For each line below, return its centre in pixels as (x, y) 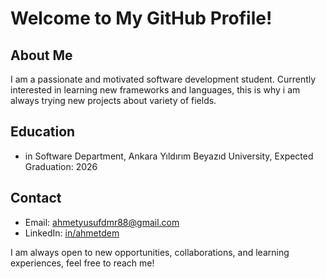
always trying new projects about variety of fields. (113, 100)
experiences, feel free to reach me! (82, 263)
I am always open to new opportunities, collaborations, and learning (150, 252)
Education (43, 132)
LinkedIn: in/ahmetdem (72, 233)
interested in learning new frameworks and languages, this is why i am (155, 90)
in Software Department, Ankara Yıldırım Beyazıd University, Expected (169, 156)
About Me (41, 55)
